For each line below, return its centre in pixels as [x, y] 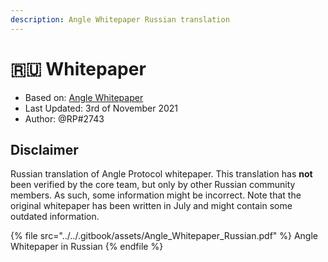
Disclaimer [44, 149]
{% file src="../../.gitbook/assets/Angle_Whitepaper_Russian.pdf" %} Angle [164, 236]
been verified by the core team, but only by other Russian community [153, 185]
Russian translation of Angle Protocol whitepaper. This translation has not [161, 174]
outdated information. [55, 217]
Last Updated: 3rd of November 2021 [101, 108]
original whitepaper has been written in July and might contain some [151, 206]
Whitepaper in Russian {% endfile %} [87, 247]
